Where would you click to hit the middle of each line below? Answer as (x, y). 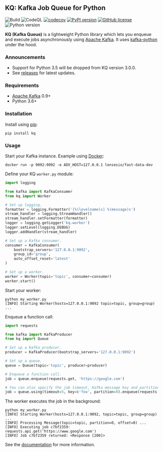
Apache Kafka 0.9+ (31, 96)
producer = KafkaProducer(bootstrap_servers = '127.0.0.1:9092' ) (70, 352)
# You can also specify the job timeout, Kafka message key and (71, 387)
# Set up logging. (24, 205)
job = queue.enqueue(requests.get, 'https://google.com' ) (65, 379)
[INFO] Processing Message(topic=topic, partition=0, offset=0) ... (76, 423)
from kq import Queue (27, 339)
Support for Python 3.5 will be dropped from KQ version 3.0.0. (74, 68)
